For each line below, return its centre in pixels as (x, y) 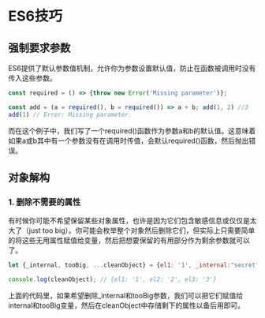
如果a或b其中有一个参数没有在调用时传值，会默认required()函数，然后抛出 (129, 140)
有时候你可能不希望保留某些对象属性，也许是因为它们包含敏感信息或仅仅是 (129, 221)
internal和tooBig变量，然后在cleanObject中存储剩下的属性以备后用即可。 (126, 305)
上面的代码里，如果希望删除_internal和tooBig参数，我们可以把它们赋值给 (126, 296)
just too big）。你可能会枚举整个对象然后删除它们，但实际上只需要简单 (142, 230)
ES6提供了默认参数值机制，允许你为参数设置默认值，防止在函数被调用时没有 (132, 68)
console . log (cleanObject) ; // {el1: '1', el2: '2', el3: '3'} (112, 280)
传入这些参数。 (32, 78)
